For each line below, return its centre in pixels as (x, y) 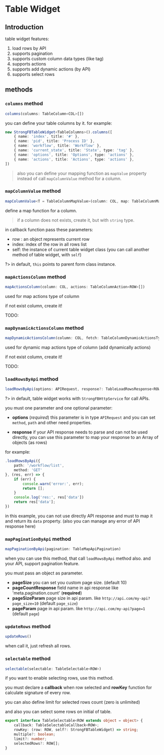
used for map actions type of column (42, 296)
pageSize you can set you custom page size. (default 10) (69, 583)
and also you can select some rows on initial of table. (58, 712)
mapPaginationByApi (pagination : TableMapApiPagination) (63, 549)
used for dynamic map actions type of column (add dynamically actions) (78, 347)
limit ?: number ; (31, 739)
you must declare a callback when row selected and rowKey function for (79, 687)
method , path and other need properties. (52, 423)
